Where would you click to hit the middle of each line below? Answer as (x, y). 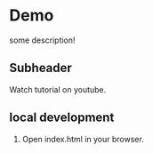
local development (62, 118)
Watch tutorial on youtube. (58, 89)
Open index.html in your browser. (83, 139)
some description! (42, 40)
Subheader (41, 68)
